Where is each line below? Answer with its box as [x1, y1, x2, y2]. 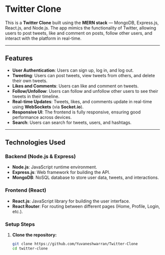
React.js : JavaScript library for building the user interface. [12, 198, 130, 204]
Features [5, 54, 33, 62]
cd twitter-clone [12, 246, 48, 251]
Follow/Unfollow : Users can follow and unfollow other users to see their [12, 88, 159, 94]
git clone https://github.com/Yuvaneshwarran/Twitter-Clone [12, 242, 138, 247]
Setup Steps [5, 221, 35, 227]
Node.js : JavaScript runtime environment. [12, 164, 97, 170]
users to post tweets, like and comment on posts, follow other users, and [5, 30, 152, 36]
